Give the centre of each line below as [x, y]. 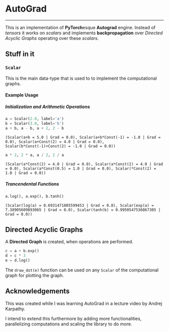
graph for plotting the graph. [35, 275]
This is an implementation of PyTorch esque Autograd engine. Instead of [80, 27]
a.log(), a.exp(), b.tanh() [35, 196]
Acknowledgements [37, 291]
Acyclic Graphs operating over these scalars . [52, 38]
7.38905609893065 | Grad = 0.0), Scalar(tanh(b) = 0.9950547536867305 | [83, 210]
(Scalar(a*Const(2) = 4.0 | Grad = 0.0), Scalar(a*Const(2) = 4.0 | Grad [84, 164]
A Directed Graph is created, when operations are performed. [69, 242]
